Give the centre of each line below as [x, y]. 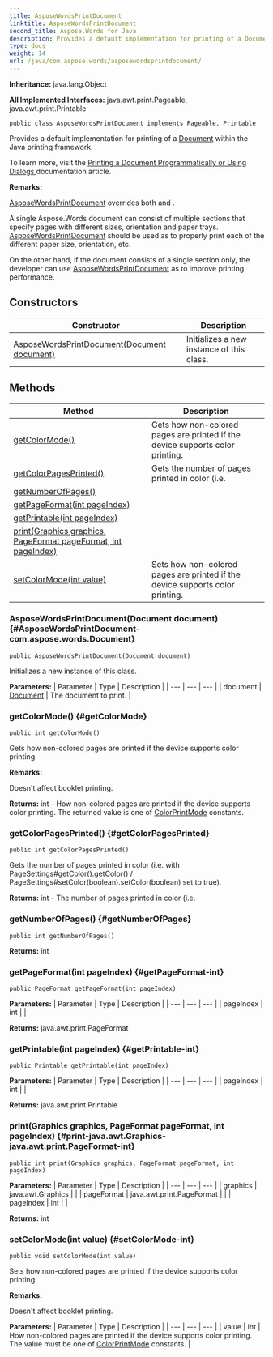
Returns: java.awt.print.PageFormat [69, 1028]
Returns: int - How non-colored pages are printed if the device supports [130, 804]
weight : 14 [28, 53]
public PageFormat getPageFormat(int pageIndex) [93, 988]
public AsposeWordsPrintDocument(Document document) [100, 656]
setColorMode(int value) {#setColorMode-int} [102, 1239]
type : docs [28, 46]
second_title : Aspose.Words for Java [73, 31]
